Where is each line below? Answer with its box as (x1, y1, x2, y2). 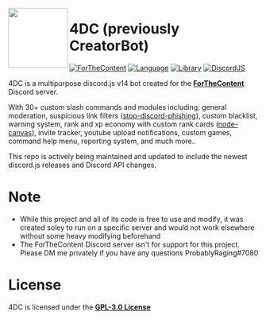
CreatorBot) (69, 37, 149, 55)
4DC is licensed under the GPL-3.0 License (8, 302, 151, 312)
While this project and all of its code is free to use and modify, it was (19, 214, 244, 224)
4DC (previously (69, 20, 180, 38)
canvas (8, 127, 33, 137)
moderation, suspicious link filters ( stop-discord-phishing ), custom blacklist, (8, 111, 258, 120)
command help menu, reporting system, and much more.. (8, 136, 197, 146)
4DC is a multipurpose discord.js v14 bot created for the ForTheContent (8, 78, 245, 88)
